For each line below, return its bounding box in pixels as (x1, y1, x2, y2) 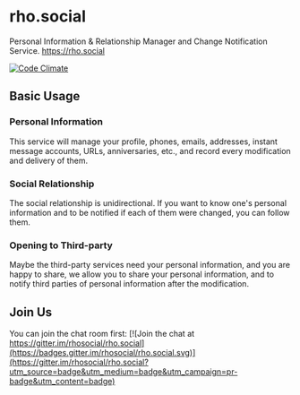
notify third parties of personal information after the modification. (9, 279, 249, 289)
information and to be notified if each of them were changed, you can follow (9, 207, 290, 218)
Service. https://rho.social (9, 45, 106, 56)
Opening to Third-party (9, 239, 114, 252)
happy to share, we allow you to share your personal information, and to (9, 269, 275, 279)
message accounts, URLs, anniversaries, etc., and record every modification (9, 145, 291, 156)
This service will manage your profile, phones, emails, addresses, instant (9, 136, 278, 147)
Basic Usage (9, 89, 81, 104)
